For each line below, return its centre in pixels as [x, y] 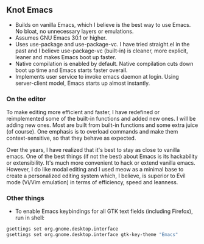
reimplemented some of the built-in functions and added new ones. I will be [101, 119]
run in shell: [30, 218]
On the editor [26, 99]
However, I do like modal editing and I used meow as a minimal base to [95, 170]
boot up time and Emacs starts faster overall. [71, 70]
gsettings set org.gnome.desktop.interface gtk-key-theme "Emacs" [92, 235]
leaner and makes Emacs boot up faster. [66, 57]
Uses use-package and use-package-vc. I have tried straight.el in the [102, 44]
